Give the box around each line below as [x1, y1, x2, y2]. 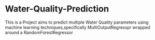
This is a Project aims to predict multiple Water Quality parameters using [5, 19, 149, 25]
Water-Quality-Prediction [5, 3, 109, 14]
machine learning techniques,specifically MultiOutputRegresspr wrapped [5, 24, 151, 30]
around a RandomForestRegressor [5, 29, 73, 35]
